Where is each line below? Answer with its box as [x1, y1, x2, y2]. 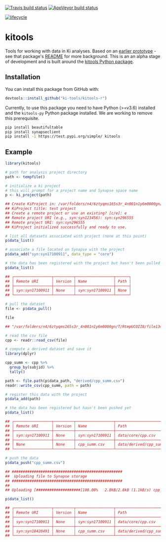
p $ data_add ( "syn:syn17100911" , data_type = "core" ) [5, 252, 114, 257]
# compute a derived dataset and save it [5, 347, 92, 352]
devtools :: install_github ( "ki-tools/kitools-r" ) [5, 96, 107, 101]
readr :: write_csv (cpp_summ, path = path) [5, 383, 92, 388]
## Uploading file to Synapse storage [5, 474, 87, 479]
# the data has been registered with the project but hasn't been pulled [5, 261, 161, 266]
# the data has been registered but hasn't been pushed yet [5, 406, 132, 411]
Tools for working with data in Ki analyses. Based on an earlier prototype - [5, 48, 157, 54]
